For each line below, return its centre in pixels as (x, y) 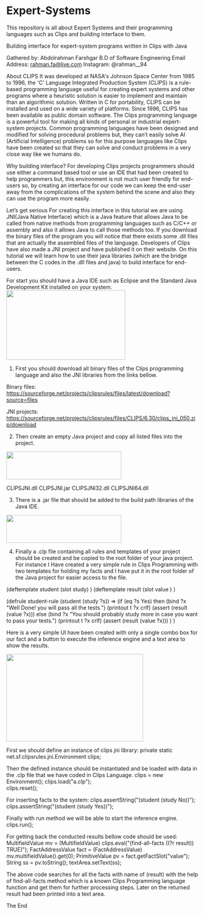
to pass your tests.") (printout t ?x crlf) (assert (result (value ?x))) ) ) (91, 621)
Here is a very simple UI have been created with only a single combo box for (102, 632)
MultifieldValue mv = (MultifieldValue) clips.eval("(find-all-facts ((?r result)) (100, 843)
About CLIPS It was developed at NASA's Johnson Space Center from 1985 (100, 76)
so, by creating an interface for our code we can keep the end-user (106, 185)
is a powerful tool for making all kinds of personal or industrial (84, 121)
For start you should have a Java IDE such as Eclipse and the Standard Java (101, 280)
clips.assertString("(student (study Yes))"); (60, 806)
